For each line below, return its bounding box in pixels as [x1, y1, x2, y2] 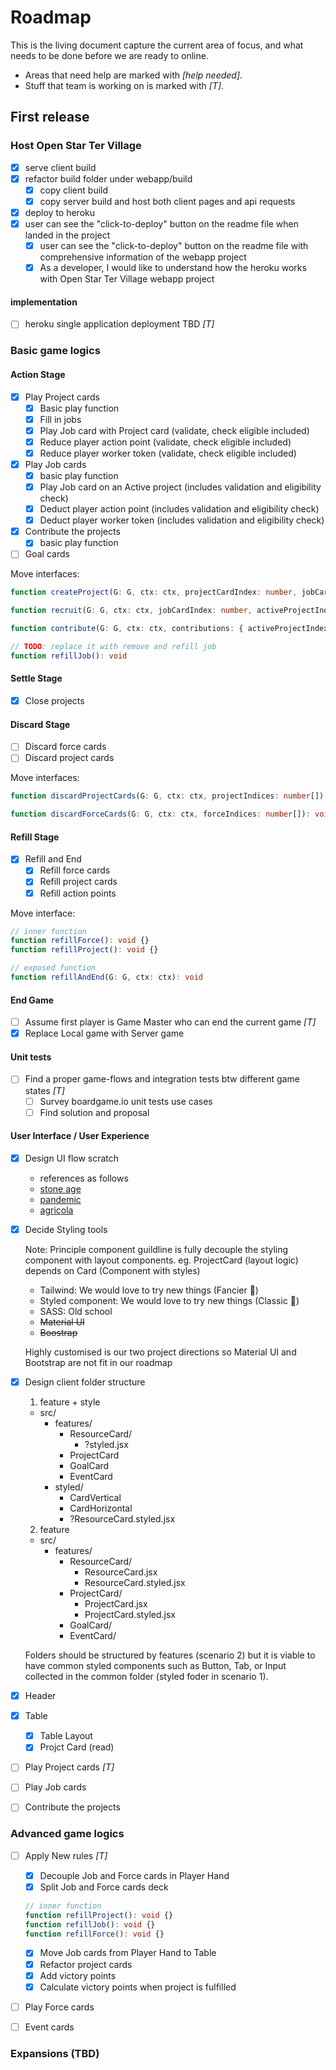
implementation [10, 296, 78, 308]
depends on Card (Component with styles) [24, 1264, 201, 1276]
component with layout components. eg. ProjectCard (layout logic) [24, 1254, 299, 1266]
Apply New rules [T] [24, 1849, 108, 1861]
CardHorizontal [69, 1502, 133, 1515]
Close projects [24, 694, 85, 706]
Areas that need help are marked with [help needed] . [24, 69, 243, 81]
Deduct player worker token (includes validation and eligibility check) [39, 514, 325, 526]
